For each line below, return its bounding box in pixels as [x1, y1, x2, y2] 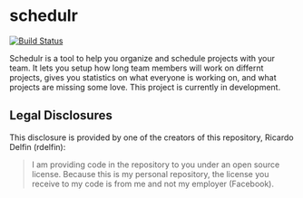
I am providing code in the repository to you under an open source [31, 159, 280, 170]
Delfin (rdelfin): [9, 141, 66, 152]
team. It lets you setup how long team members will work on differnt [9, 62, 264, 73]
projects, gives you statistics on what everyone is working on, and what [9, 71, 277, 82]
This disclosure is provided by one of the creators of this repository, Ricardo [9, 132, 294, 143]
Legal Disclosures [9, 108, 113, 123]
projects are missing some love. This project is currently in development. [9, 81, 281, 92]
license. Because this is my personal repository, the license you [31, 168, 269, 179]
